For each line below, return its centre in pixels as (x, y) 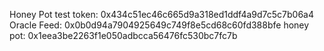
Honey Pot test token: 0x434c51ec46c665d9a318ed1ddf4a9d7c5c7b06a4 (162, 14)
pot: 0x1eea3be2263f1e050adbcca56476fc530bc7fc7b (123, 35)
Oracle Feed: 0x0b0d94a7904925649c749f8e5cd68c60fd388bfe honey (159, 25)
